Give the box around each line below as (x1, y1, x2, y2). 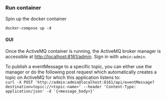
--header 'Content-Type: (83, 84, 137, 89)
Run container (5, 4, 42, 11)
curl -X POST (5, 80, 33, 85)
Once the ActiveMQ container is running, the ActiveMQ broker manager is (5, 48, 161, 54)
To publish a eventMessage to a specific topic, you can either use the (5, 63, 152, 69)
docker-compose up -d (5, 26, 52, 31)
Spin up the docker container (5, 16, 67, 22)
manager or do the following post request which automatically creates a (5, 69, 157, 75)
